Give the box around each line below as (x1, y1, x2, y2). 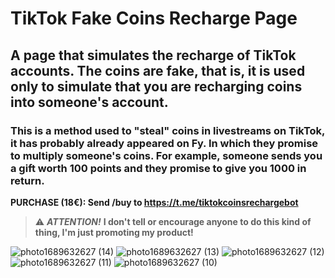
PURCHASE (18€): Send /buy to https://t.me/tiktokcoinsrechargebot (10, 196, 299, 208)
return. (10, 173, 45, 187)
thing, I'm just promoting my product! (34, 226, 194, 238)
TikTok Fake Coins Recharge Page (10, 7, 298, 30)
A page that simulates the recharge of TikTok (10, 47, 297, 64)
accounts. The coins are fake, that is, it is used (10, 62, 306, 79)
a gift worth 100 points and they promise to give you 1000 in (10, 161, 307, 175)
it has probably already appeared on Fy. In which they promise (10, 136, 319, 150)
